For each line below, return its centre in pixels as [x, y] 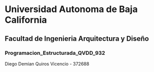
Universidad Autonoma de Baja [71, 9]
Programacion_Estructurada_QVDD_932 [55, 53]
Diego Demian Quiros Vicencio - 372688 [47, 63]
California [26, 20]
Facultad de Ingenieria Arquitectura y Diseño [77, 39]
